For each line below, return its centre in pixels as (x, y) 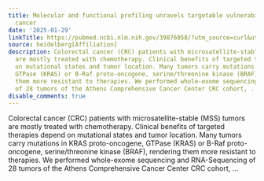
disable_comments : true (47, 96)
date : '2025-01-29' (40, 30)
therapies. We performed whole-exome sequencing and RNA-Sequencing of (132, 160)
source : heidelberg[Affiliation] (63, 45)
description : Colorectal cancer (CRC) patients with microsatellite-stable (135, 52)
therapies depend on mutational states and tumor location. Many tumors (125, 135)
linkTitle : (26, 37)
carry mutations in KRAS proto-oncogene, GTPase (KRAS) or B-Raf (117, 143)
